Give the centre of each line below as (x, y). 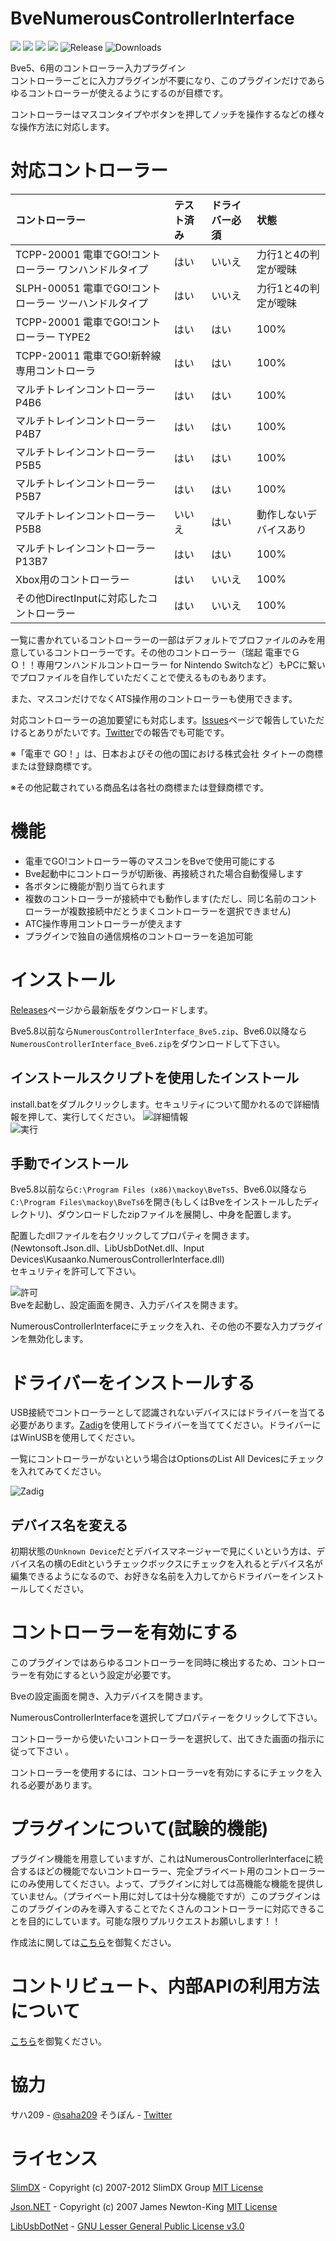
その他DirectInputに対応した (81, 598)
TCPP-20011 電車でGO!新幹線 (88, 355)
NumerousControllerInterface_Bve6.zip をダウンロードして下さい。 (148, 1043)
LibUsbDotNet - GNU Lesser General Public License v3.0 (127, 2226)
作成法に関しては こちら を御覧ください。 (93, 1942)
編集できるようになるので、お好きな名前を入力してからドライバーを (150, 1576)
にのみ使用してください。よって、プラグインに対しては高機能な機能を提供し (167, 1883)
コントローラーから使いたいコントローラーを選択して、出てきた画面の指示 (163, 1739)
